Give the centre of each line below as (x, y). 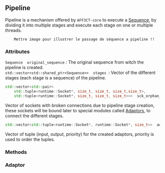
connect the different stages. (34, 116)
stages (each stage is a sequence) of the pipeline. (56, 78)
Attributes (17, 51)
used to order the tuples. (30, 139)
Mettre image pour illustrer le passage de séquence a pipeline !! (84, 39)
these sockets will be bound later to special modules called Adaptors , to (78, 110)
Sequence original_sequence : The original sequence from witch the (74, 62)
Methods (16, 152)
